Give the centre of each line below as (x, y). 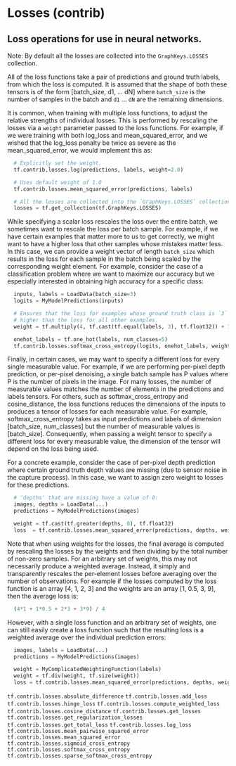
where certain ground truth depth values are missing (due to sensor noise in (117, 470)
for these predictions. (38, 485)
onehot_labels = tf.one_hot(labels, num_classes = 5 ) (91, 339)
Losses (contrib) (56, 13)
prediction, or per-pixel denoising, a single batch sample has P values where (118, 374)
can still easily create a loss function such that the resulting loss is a (106, 630)
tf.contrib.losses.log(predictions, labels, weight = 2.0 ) (99, 170)
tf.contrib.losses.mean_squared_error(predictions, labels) (103, 189)
